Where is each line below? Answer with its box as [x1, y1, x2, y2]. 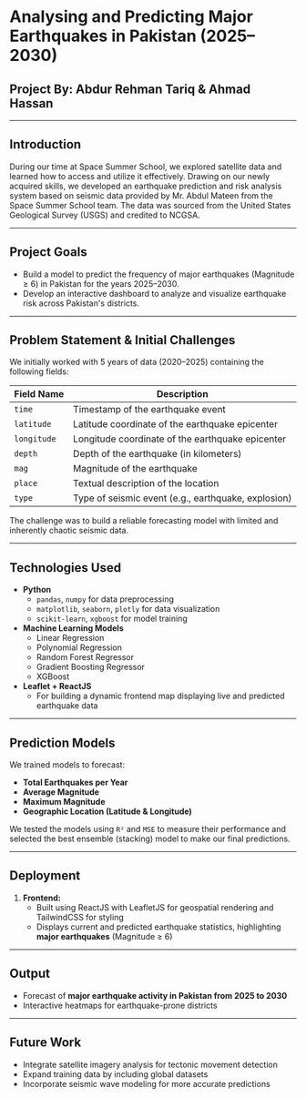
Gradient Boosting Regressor [36, 662, 146, 673]
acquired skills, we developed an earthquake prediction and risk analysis [9, 180, 282, 191]
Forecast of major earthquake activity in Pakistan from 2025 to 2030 [22, 990, 288, 1001]
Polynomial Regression [36, 642, 123, 653]
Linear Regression [36, 633, 105, 644]
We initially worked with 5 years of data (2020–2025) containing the [9, 357, 264, 368]
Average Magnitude [22, 787, 100, 798]
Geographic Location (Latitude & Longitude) [22, 806, 193, 817]
